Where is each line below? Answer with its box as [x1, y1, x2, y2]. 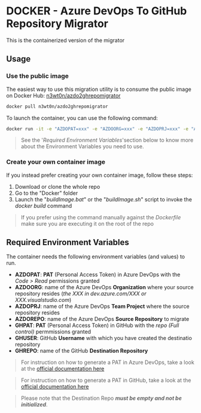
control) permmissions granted [14, 328, 92, 335]
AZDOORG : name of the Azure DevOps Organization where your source [14, 284, 194, 291]
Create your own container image [6, 158, 106, 166]
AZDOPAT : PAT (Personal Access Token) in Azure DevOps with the [14, 271, 181, 279]
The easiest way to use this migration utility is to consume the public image [6, 85, 191, 93]
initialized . [20, 401, 48, 408]
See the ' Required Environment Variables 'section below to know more [20, 136, 194, 144]
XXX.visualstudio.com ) [14, 296, 72, 304]
